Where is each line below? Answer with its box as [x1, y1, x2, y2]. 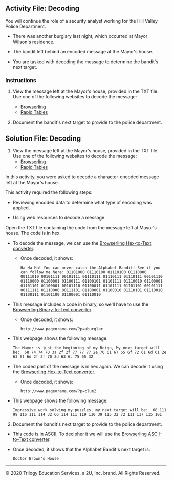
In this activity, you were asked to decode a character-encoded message [5, 174, 159, 180]
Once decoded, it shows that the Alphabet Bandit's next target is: [12, 446, 150, 452]
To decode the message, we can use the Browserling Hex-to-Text [12, 239, 152, 246]
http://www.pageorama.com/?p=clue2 [20, 388, 96, 394]
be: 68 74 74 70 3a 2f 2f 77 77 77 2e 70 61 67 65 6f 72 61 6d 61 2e [12, 350, 167, 355]
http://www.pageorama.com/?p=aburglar [20, 326, 103, 331]
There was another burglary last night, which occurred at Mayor [12, 33, 148, 39]
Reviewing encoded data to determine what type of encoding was [12, 199, 152, 205]
